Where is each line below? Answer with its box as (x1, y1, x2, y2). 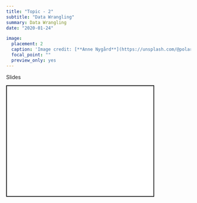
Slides (6, 73, 21, 80)
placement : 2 (11, 41, 43, 47)
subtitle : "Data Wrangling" (6, 14, 75, 20)
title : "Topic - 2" (6, 8, 54, 15)
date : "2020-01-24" (6, 25, 54, 31)
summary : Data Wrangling (6, 19, 67, 25)
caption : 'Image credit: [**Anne (11, 46, 93, 53)
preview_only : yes (11, 57, 57, 63)
